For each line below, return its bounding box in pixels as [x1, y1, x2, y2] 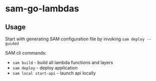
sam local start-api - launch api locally [12, 70, 96, 76]
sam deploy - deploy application [12, 65, 78, 71]
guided [5, 41, 19, 46]
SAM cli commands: [5, 50, 47, 56]
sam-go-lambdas [5, 3, 79, 14]
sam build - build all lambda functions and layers [12, 60, 113, 65]
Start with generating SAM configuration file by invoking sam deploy [5, 36, 145, 42]
